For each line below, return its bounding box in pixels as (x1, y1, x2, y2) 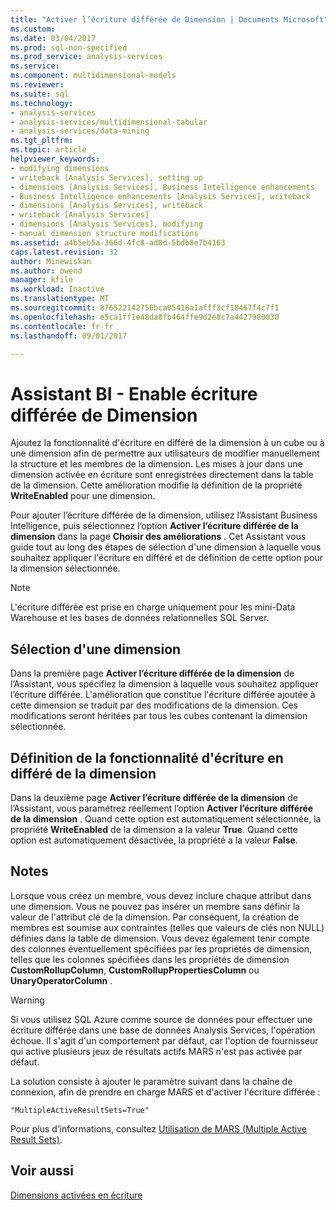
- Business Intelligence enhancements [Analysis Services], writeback (10, 191, 311, 201)
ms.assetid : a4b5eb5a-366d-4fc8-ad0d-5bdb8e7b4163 (10, 237, 226, 248)
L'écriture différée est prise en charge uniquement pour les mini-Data (10, 601, 296, 613)
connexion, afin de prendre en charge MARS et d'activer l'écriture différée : (10, 1086, 321, 1098)
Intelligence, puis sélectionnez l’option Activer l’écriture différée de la (10, 520, 299, 532)
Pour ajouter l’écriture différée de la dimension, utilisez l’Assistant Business (10, 509, 318, 521)
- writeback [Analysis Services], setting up (10, 172, 203, 183)
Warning (10, 994, 45, 1006)
